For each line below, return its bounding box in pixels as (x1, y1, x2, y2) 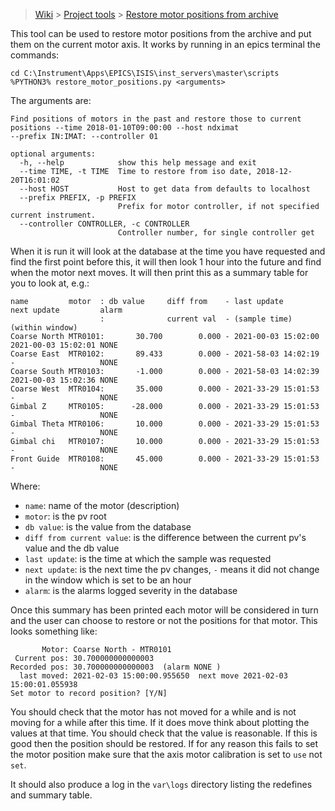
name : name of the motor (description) (24, 500, 180, 511)
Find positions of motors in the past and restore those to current (10, 114, 302, 124)
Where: (10, 480, 41, 492)
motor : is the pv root (24, 510, 107, 522)
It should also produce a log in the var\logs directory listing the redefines (10, 779, 313, 790)
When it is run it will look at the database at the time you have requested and (10, 245, 326, 257)
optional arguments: (10, 149, 97, 159)
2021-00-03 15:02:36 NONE (10, 375, 118, 385)
